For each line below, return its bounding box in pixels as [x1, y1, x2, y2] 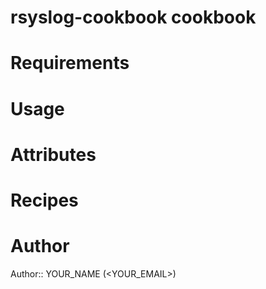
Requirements [10, 52, 130, 75]
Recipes [10, 189, 79, 211]
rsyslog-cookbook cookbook [10, 6, 257, 29]
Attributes [10, 143, 97, 166]
